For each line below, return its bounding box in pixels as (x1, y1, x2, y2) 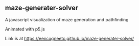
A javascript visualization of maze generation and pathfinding (5, 16, 129, 22)
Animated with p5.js (5, 26, 45, 32)
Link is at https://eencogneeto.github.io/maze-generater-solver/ (5, 35, 134, 41)
